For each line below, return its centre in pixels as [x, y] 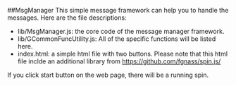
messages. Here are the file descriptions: [67, 18]
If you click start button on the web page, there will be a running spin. [108, 75]
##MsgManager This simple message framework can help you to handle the [118, 10]
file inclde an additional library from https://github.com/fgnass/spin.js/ [119, 61]
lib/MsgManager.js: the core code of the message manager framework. [121, 31]
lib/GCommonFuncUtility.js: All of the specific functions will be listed [117, 39]
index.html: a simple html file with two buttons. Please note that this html [122, 54]
